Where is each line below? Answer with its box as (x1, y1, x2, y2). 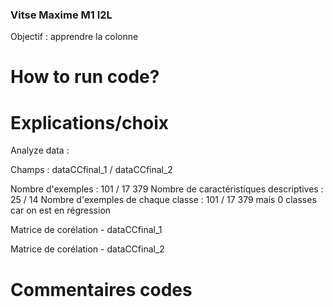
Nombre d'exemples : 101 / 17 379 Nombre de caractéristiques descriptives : (10, 183, 324, 195)
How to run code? (10, 66, 160, 88)
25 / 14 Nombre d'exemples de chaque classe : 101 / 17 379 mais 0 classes (10, 194, 317, 206)
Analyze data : (10, 144, 70, 157)
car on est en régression (10, 204, 112, 217)
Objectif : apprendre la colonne (10, 31, 139, 43)
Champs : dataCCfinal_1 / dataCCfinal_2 (10, 164, 173, 176)
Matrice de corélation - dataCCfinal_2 (10, 243, 165, 255)
